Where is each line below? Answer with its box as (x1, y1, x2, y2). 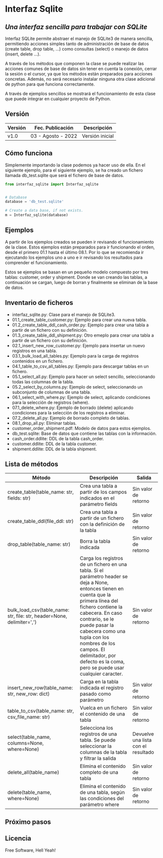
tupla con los (80, 634, 109, 641)
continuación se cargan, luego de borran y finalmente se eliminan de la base (5, 279, 158, 285)
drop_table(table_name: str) (7, 541, 71, 548)
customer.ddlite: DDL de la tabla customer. (12, 441, 98, 447)
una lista (132, 737, 152, 744)
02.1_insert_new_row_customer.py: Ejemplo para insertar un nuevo (12, 342, 146, 348)
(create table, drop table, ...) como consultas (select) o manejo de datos (5, 46, 149, 52)
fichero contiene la (80, 604, 123, 610)
